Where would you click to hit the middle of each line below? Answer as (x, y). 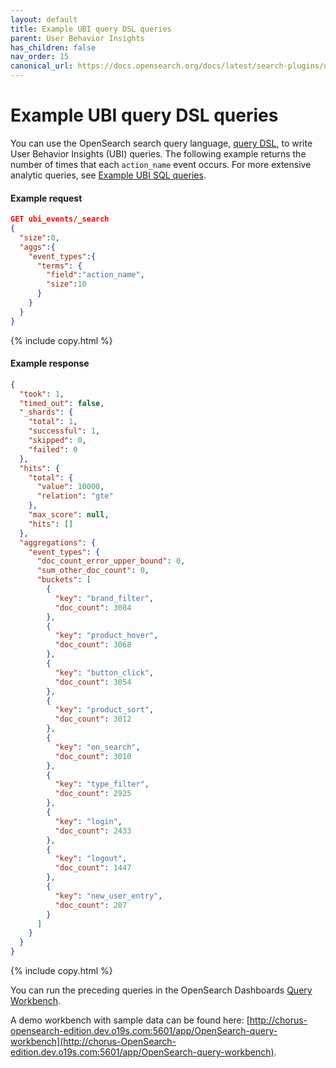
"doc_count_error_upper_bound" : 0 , (111, 561)
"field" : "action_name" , (95, 275)
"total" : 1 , (53, 422)
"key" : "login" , (88, 821)
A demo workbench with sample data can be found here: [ (130, 1020)
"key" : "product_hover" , (106, 636)
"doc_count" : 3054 (93, 682)
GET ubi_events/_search (60, 219)
